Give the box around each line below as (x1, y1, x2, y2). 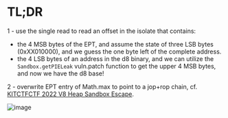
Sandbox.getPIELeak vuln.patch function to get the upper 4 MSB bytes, (16, 62, 216, 70)
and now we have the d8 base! (16, 69, 104, 78)
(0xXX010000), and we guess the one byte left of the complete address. (16, 47, 222, 56)
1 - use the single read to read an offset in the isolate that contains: (7, 27, 196, 35)
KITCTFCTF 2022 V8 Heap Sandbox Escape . (7, 90, 134, 98)
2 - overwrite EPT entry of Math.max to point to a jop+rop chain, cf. (7, 82, 198, 91)
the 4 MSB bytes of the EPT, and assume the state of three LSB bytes (16, 40, 214, 48)
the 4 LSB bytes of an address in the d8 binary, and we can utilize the (16, 54, 214, 62)
